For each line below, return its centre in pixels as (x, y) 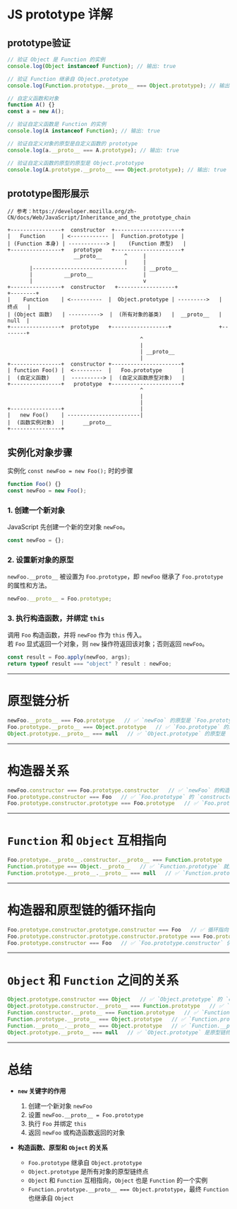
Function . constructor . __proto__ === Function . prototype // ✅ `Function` (120, 1013)
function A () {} (31, 105)
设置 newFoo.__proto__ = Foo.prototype (86, 1114)
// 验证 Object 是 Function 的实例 (56, 59)
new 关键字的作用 (42, 1091)
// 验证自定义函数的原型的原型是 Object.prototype (76, 163)
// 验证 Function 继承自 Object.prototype (68, 79)
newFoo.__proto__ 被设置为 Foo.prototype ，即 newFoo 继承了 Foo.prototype (115, 577)
